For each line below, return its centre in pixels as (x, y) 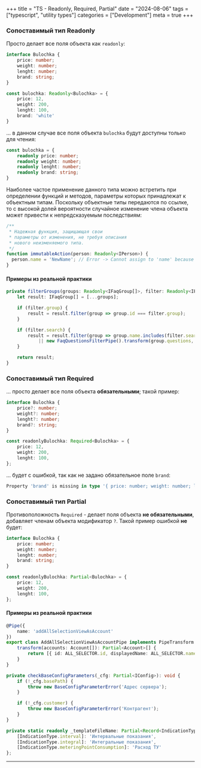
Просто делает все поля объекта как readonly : (66, 44)
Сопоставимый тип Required (50, 378)
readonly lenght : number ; (49, 167)
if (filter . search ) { (44, 330)
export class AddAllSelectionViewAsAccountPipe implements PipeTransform (100, 643)
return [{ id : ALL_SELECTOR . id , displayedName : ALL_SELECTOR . (107, 654)
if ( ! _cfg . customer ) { (45, 703)
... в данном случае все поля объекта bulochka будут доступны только (96, 133)
